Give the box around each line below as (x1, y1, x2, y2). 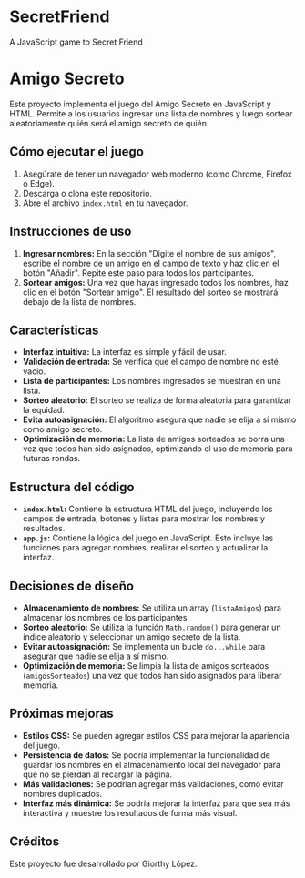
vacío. (22, 366, 46, 377)
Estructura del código (9, 479, 135, 495)
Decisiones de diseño (9, 578, 135, 593)
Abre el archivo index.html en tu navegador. (22, 197, 188, 208)
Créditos (9, 834, 60, 850)
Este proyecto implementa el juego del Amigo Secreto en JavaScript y (9, 98, 271, 109)
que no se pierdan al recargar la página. (22, 769, 173, 780)
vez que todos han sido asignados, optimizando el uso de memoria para (22, 443, 293, 454)
